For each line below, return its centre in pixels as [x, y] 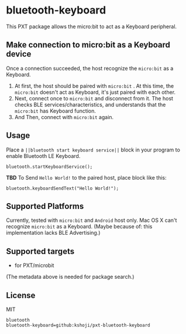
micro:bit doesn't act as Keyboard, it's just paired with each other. [95, 92]
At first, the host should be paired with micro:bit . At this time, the [94, 86]
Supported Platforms [45, 206]
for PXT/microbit [34, 265]
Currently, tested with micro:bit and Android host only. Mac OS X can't [92, 220]
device [19, 54]
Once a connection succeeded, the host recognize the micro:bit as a [90, 68]
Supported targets [40, 251]
